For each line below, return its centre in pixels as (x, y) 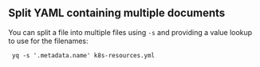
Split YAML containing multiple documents (117, 13)
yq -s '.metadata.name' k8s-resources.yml (83, 55)
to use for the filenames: (48, 41)
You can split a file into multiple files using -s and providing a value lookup (130, 32)
